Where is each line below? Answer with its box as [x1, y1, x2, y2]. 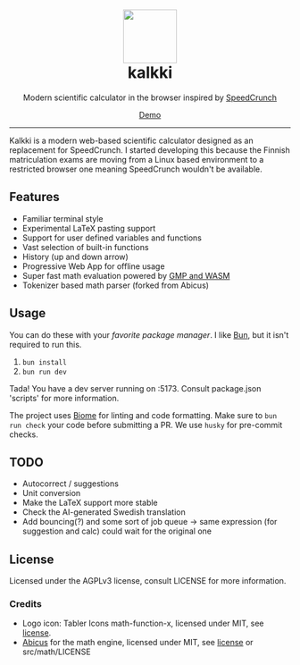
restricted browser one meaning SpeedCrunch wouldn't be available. [9, 164, 263, 174]
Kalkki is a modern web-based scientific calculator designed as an [9, 135, 254, 146]
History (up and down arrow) [21, 251, 129, 262]
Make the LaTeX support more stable [21, 497, 158, 509]
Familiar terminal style [21, 213, 104, 223]
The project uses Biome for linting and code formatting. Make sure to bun [9, 409, 278, 420]
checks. [9, 429, 38, 440]
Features [9, 189, 60, 205]
